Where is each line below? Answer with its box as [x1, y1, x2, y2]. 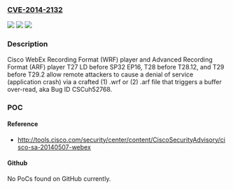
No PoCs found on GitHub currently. [7, 174, 111, 183]
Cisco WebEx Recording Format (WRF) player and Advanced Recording [7, 55, 213, 64]
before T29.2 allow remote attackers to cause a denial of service [7, 70, 194, 79]
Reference [7, 120, 38, 128]
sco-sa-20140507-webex [17, 142, 91, 151]
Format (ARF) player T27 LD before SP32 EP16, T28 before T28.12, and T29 [7, 62, 225, 71]
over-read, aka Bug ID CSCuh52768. [7, 85, 113, 93]
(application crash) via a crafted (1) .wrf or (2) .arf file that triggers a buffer [7, 77, 222, 86]
